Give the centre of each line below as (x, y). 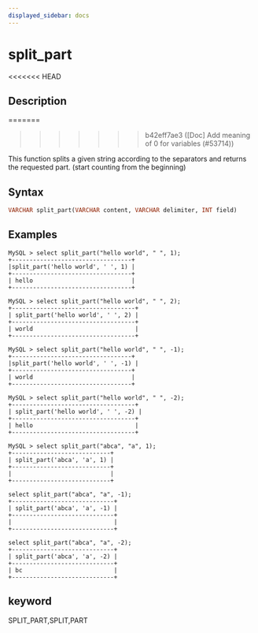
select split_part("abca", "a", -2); (70, 542)
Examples (33, 235)
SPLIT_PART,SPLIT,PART (48, 620)
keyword (30, 601)
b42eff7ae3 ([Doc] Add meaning (198, 136)
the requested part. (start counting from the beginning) (97, 167)
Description (37, 101)
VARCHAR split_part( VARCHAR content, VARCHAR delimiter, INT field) (123, 210)
